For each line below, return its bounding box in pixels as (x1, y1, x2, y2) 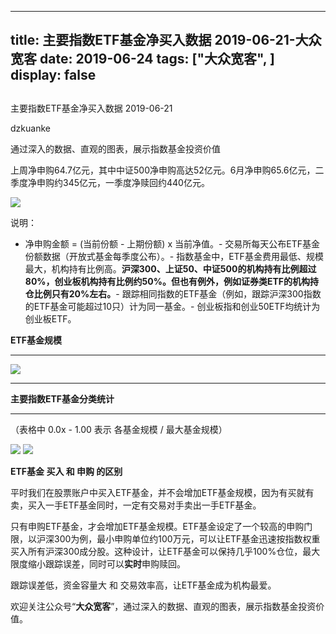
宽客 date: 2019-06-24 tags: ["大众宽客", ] (10, 51, 275, 68)
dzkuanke (10, 122, 51, 134)
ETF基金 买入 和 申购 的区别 (10, 465, 123, 477)
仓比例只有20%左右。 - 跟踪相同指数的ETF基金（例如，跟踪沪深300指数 (24, 287, 322, 300)
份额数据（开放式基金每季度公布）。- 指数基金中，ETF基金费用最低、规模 (24, 250, 324, 262)
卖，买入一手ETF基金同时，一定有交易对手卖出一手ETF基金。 (10, 499, 262, 511)
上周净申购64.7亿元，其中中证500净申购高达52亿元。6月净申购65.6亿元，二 (10, 164, 325, 176)
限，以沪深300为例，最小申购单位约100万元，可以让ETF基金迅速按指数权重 (10, 532, 321, 545)
